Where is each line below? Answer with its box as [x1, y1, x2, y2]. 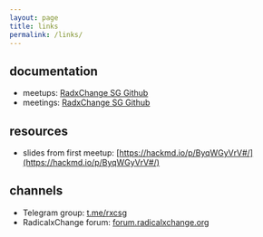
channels [9, 183, 63, 199]
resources [9, 123, 68, 138]
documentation [9, 63, 98, 79]
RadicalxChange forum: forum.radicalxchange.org [22, 216, 209, 227]
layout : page [9, 13, 59, 23]
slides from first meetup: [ [22, 147, 120, 158]
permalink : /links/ [9, 30, 83, 39]
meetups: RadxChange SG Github [22, 88, 149, 99]
